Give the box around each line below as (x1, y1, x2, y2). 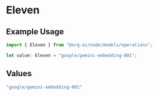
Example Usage (6, 27, 64, 37)
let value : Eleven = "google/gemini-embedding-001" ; (6, 52, 138, 58)
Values (6, 69, 32, 79)
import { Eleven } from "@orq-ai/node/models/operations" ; (6, 42, 153, 48)
